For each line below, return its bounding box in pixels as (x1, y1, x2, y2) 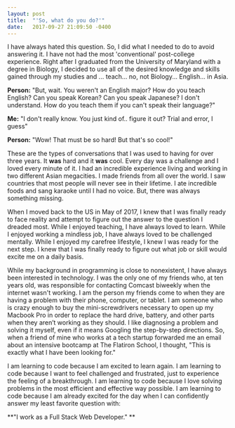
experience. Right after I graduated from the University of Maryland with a (7, 58, 221, 66)
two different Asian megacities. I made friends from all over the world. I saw (7, 171, 226, 180)
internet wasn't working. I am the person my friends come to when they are (7, 289, 225, 297)
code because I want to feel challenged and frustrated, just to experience (7, 370, 220, 378)
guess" (7, 122, 28, 131)
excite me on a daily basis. (7, 252, 84, 261)
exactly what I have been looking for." (7, 349, 116, 357)
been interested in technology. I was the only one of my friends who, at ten (7, 273, 224, 282)
